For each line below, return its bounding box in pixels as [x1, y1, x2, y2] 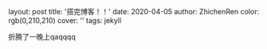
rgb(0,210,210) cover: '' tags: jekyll [8, 16, 122, 25]
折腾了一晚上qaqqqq [8, 32, 76, 41]
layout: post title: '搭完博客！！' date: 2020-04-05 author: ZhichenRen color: [8, 7, 260, 16]
